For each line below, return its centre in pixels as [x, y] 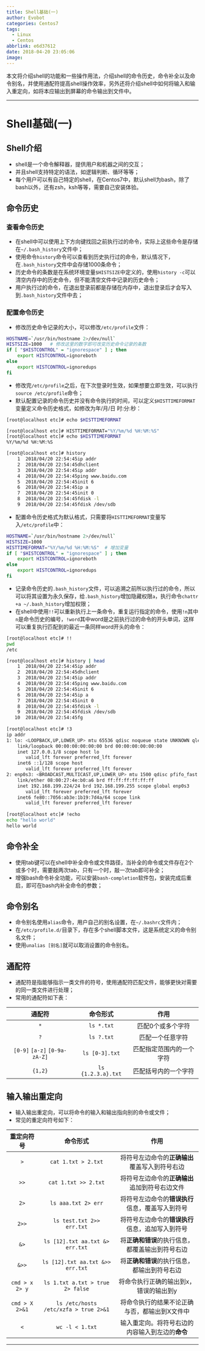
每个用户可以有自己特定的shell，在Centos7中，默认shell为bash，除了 [103, 179]
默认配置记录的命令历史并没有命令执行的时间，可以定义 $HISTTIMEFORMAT [105, 400]
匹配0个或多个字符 [164, 1026]
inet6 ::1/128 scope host [50, 763]
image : [15, 58]
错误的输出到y [157, 1291]
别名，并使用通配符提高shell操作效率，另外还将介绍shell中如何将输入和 [101, 83]
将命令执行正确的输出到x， [157, 1282]
